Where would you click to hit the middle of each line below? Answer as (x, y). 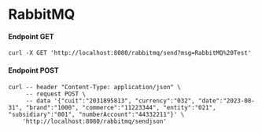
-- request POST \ (56, 94)
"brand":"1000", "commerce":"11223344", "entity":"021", (121, 107)
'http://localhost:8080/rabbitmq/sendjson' (95, 121)
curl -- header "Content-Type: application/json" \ (94, 87)
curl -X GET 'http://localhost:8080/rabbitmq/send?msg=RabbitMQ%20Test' (130, 53)
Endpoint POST (33, 70)
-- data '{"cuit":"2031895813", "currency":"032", (110, 101)
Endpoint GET (31, 36)
